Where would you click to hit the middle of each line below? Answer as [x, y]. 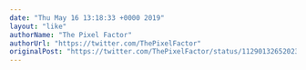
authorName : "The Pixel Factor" [71, 35]
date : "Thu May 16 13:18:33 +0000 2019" [87, 18]
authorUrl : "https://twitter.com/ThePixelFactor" [106, 43]
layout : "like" [38, 26]
